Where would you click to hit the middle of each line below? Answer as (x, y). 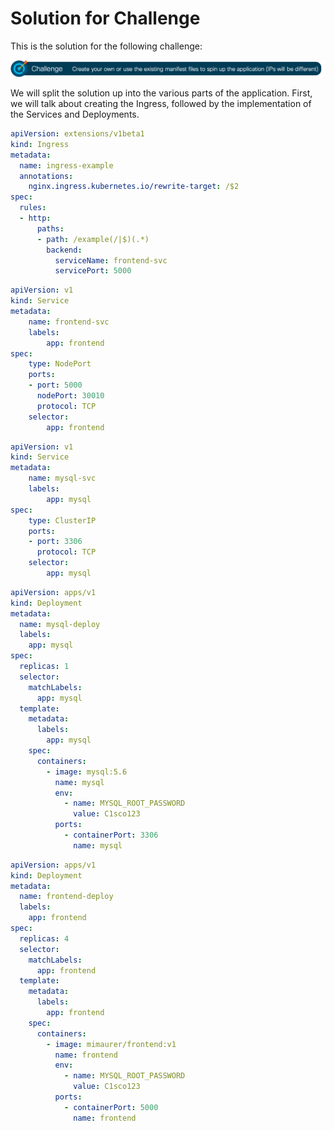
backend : (64, 250)
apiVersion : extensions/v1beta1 (77, 134)
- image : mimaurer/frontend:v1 (111, 1044)
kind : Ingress (40, 144)
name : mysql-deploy (60, 624)
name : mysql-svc (62, 478)
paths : (50, 228)
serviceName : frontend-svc (111, 260)
